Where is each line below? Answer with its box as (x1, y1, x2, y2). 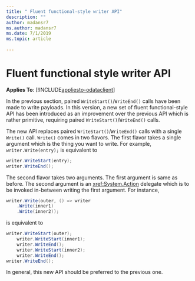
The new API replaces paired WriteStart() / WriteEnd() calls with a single (6, 128, 182, 135)
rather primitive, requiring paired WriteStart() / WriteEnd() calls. (6, 116, 160, 123)
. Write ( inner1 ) (16, 203, 54, 209)
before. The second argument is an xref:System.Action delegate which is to (6, 180, 190, 187)
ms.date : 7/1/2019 (6, 31, 51, 36)
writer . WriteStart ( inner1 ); (16, 236, 85, 242)
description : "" (6, 14, 46, 20)
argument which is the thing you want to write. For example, (6, 140, 152, 147)
